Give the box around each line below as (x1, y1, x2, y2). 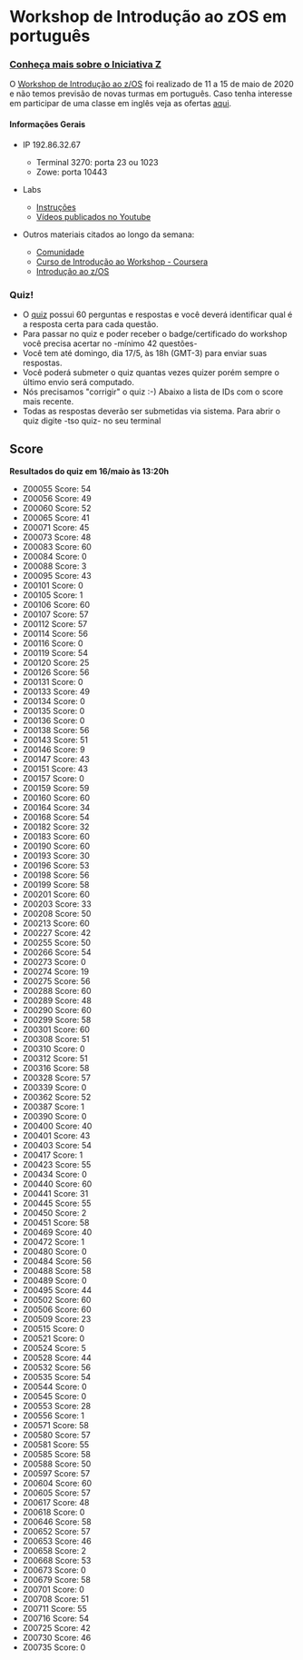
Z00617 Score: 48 (22, 1496, 90, 1507)
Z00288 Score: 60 (22, 985, 93, 996)
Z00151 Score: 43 (22, 763, 89, 774)
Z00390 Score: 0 (22, 1110, 87, 1121)
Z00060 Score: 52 (22, 502, 92, 513)
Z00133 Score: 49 (22, 686, 91, 697)
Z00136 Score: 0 (22, 715, 85, 726)
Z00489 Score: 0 (22, 1275, 87, 1286)
